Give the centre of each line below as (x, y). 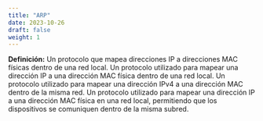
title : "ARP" (29, 15)
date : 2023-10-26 (37, 23)
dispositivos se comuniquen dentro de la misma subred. (99, 109)
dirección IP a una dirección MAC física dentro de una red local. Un (117, 76)
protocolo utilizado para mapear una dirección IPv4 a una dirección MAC (126, 84)
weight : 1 (24, 37)
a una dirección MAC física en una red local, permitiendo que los (113, 101)
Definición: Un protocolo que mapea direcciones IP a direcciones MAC (123, 59)
